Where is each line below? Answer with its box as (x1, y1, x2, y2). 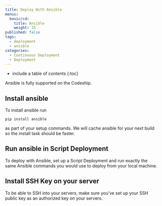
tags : (5, 35, 16, 40)
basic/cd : (9, 16, 29, 21)
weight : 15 (14, 25, 36, 30)
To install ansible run (5, 107, 47, 113)
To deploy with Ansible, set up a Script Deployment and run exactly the (5, 158, 148, 163)
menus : (5, 12, 19, 17)
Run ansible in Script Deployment (5, 145, 109, 153)
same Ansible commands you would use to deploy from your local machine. (5, 162, 158, 169)
